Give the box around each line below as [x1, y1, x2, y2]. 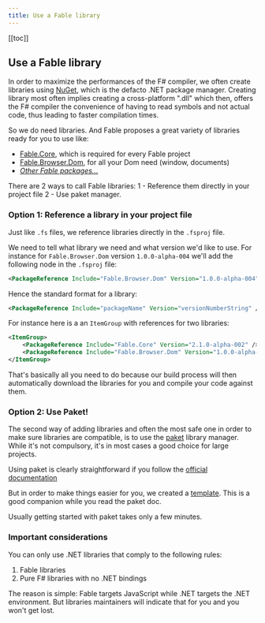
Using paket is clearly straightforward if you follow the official [8, 464, 208, 474]
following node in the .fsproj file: [8, 259, 117, 269]
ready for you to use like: [8, 134, 89, 144]
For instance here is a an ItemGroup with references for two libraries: [8, 319, 230, 328]
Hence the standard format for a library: [8, 289, 138, 298]
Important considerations [8, 532, 108, 543]
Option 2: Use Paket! [8, 406, 89, 417]
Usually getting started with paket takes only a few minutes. [8, 512, 203, 521]
